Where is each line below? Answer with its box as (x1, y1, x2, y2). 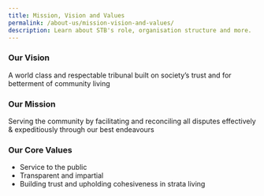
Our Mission (8, 98, 56, 109)
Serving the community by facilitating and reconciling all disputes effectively (8, 116, 256, 126)
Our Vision (8, 52, 50, 63)
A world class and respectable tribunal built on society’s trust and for (8, 70, 232, 80)
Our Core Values (8, 144, 73, 155)
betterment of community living (8, 78, 110, 88)
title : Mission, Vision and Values (8, 11, 125, 20)
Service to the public (19, 163, 87, 172)
